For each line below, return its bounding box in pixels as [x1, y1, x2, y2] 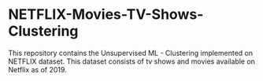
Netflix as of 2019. [8, 64, 67, 74]
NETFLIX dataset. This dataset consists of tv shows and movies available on [8, 57, 256, 66]
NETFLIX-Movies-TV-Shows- [8, 6, 204, 24]
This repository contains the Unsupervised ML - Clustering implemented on [8, 48, 254, 57]
